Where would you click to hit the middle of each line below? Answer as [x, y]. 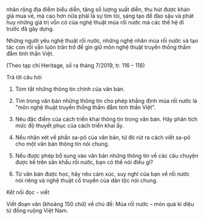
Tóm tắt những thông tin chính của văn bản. [70, 89]
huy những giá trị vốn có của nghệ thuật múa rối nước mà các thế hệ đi [95, 22]
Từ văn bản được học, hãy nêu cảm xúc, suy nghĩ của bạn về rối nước [102, 174]
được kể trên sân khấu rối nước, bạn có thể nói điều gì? [84, 162]
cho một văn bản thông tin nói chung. [62, 144]
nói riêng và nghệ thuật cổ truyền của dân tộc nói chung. [86, 180]
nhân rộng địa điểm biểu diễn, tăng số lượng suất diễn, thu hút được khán [98, 9]
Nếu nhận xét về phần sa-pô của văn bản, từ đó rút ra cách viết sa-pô [103, 137]
